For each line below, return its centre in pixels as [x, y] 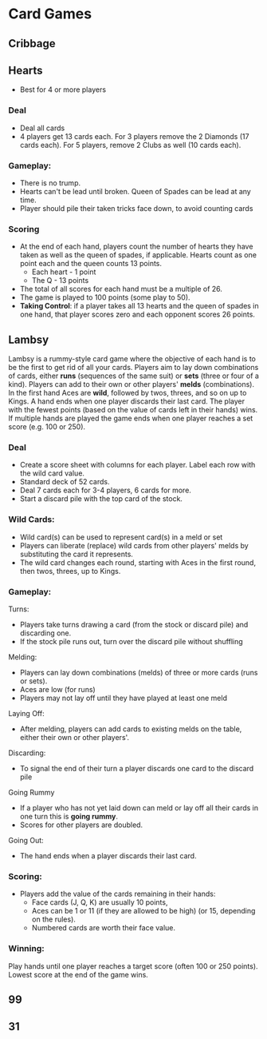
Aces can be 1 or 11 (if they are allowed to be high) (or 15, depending [143, 911]
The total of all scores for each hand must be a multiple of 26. [121, 289]
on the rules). [53, 919]
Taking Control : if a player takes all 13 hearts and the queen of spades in [139, 306]
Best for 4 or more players [63, 90]
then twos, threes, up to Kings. [70, 571]
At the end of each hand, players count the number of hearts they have [136, 247]
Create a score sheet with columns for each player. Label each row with [137, 465]
